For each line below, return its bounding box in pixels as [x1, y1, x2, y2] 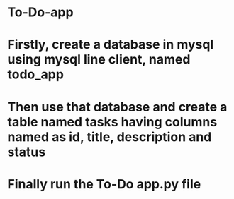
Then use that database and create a [7, 99, 228, 115]
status [7, 144, 46, 159]
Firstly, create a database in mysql [7, 37, 214, 53]
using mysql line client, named [7, 52, 191, 68]
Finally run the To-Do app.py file [7, 176, 201, 192]
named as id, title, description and [7, 128, 212, 145]
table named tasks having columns [7, 114, 218, 130]
